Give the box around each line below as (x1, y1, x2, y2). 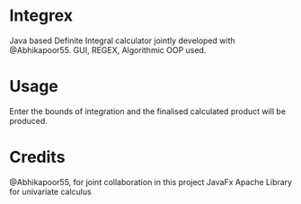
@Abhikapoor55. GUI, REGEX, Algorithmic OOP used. (9, 44, 207, 55)
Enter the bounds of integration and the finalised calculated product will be (9, 105, 286, 117)
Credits (9, 147, 66, 167)
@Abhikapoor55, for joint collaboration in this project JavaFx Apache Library (9, 176, 293, 187)
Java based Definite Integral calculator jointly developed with (9, 35, 235, 46)
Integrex (9, 5, 74, 26)
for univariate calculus (9, 186, 92, 197)
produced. (9, 115, 48, 126)
